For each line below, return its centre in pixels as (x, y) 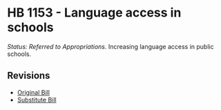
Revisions (29, 76)
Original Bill (33, 92)
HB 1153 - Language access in (94, 13)
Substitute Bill (37, 100)
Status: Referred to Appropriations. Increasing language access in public (110, 46)
